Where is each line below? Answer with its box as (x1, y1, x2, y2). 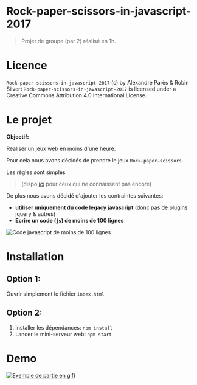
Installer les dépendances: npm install (15, 324, 113, 331)
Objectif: (6, 133, 29, 140)
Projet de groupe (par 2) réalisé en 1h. (21, 37, 117, 44)
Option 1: (6, 274, 41, 284)
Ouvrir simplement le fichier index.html (6, 290, 105, 297)
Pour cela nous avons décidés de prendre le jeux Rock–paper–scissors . (6, 156, 184, 164)
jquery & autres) (15, 210, 56, 217)
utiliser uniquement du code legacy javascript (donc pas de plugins (15, 204, 188, 211)
